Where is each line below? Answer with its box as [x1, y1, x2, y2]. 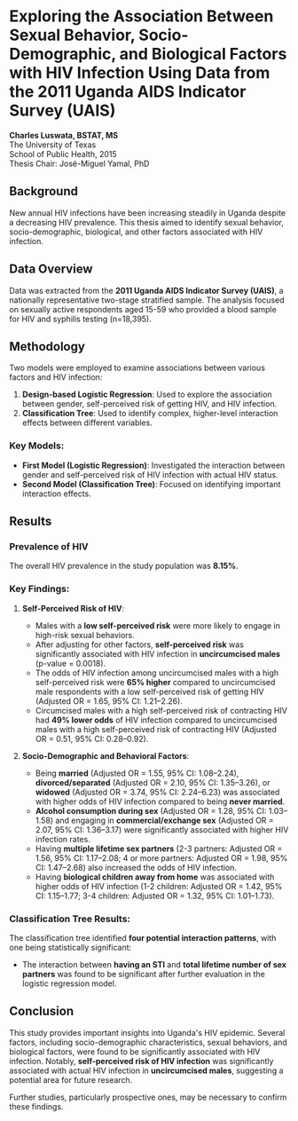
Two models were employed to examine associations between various [9, 362, 266, 374]
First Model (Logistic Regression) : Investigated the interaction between [21, 460, 286, 470]
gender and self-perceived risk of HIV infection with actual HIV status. [21, 469, 278, 480]
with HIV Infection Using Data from [9, 63, 271, 83]
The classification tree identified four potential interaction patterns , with [9, 932, 277, 943]
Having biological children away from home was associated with [35, 872, 275, 882]
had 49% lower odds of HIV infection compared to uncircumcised [35, 714, 278, 725]
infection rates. [35, 833, 90, 844]
